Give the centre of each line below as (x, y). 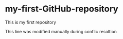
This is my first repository (31, 22)
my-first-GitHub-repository (62, 9)
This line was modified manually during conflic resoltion (61, 31)
